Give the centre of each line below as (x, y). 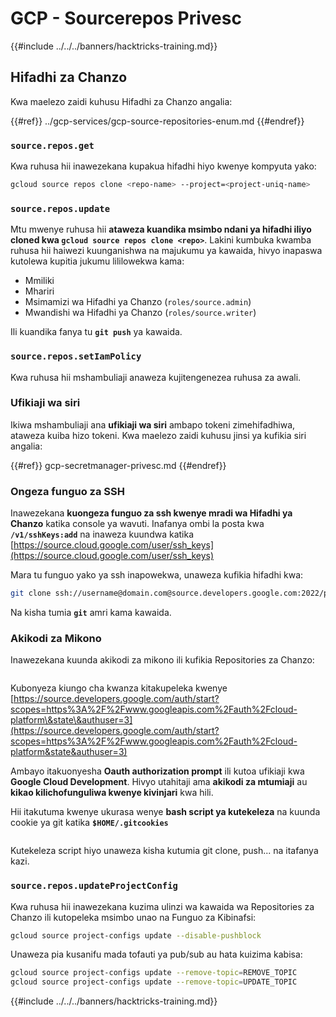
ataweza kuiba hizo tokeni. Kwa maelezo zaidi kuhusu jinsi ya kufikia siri (158, 435)
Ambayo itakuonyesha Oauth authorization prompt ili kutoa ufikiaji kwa (157, 771)
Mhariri (39, 291)
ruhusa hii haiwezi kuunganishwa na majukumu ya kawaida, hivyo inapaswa (166, 251)
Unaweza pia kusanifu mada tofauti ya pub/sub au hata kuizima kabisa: (156, 954)
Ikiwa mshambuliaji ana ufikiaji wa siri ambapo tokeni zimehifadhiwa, (153, 424)
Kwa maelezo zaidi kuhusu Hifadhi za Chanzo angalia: (121, 101)
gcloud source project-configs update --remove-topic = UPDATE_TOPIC (154, 982)
